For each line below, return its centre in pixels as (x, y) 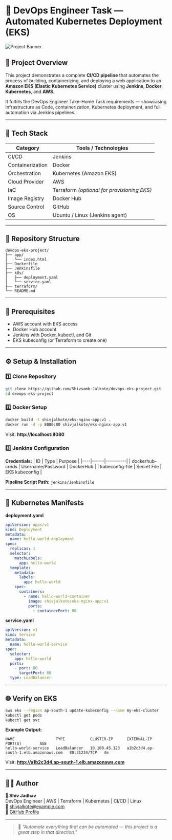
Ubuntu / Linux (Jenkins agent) (90, 215)
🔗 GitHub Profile (22, 812)
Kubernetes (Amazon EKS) (84, 173)
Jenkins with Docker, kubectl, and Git (52, 335)
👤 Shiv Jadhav (21, 796)
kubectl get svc (23, 720)
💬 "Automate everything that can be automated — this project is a (88, 827)
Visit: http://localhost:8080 (35, 434)
